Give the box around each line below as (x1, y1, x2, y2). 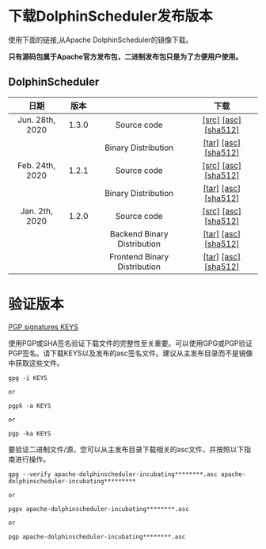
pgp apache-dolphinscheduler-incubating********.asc (8, 532, 186, 540)
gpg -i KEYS (8, 374, 47, 382)
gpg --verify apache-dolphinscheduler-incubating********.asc (8, 470, 218, 478)
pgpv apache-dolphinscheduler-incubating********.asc (8, 505, 190, 513)
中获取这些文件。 (8, 358, 64, 367)
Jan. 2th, (20, 205, 53, 217)
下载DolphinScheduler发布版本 (8, 7, 213, 25)
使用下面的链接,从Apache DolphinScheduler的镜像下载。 (8, 35, 193, 44)
